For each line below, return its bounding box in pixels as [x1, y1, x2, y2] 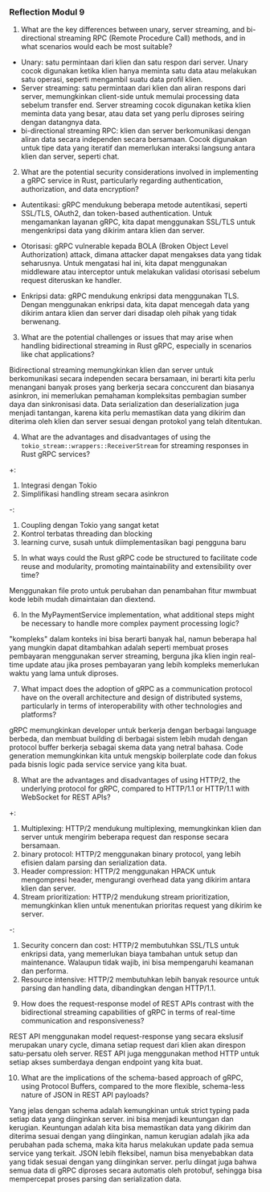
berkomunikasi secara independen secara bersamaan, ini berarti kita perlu [9, 374, 256, 384]
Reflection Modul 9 [9, 6, 85, 18]
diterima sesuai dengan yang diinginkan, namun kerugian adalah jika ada [9, 1132, 250, 1141]
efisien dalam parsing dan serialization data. [20, 858, 167, 868]
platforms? [20, 710, 57, 720]
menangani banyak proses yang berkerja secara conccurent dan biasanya [9, 382, 255, 392]
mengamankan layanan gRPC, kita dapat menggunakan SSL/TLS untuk [20, 217, 256, 227]
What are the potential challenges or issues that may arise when [20, 333, 234, 343]
